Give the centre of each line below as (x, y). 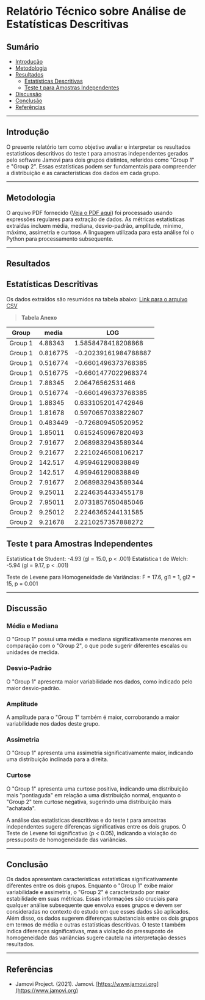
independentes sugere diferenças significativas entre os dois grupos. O (96, 826)
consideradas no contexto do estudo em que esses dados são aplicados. (98, 912)
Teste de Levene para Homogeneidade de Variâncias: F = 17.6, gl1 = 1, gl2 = (101, 577)
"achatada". (21, 808)
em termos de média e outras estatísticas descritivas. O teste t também (96, 925)
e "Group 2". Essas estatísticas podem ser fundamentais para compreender (101, 166)
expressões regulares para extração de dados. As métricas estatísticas (95, 219)
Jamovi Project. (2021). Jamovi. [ (57, 984)
